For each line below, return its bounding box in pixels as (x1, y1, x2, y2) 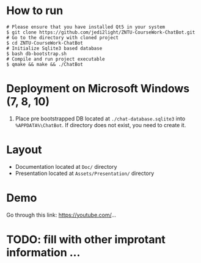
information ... (6, 245, 81, 259)
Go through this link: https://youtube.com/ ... (6, 211, 117, 218)
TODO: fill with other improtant (6, 232, 166, 246)
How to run (6, 4, 64, 18)
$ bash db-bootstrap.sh (6, 50, 67, 57)
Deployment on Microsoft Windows (6, 82, 190, 95)
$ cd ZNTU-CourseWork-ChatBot (6, 40, 84, 46)
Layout (6, 143, 42, 157)
